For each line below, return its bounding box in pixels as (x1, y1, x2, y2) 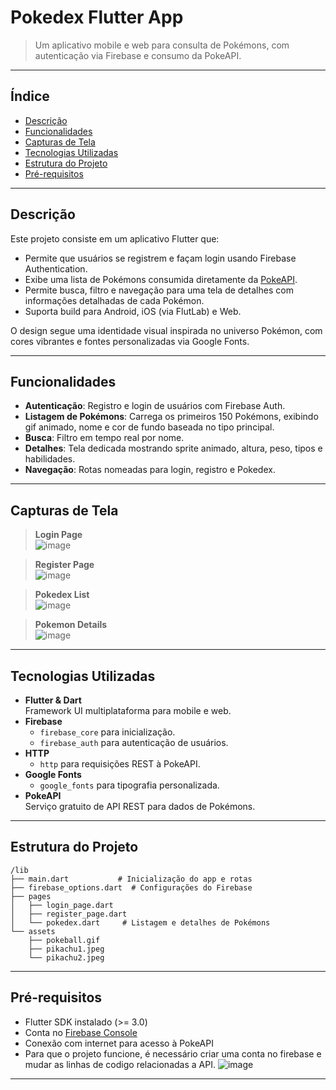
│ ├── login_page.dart (10, 900, 114, 910)
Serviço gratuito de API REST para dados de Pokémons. (24, 801, 256, 812)
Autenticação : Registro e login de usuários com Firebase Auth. (24, 400, 286, 412)
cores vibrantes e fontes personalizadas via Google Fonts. (10, 335, 250, 347)
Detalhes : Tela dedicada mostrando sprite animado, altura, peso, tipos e (24, 442, 323, 455)
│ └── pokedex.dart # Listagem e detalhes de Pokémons (10, 917, 271, 928)
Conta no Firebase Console (24, 1026, 138, 1038)
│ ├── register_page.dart (10, 909, 128, 919)
